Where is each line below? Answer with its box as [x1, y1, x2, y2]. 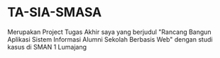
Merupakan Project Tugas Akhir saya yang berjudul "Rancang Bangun [7, 28, 211, 36]
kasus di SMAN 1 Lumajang [7, 42, 87, 51]
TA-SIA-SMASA [7, 4, 102, 21]
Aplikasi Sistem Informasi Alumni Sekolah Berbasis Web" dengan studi [7, 35, 213, 43]
